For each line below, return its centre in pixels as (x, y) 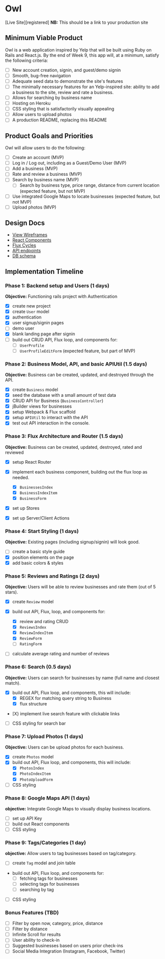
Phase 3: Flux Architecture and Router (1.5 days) (64, 436)
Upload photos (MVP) (34, 207)
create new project (31, 306)
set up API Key (27, 818)
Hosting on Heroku (31, 103)
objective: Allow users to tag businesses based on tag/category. (71, 853)
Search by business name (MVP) (46, 180)
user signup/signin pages (38, 323)
